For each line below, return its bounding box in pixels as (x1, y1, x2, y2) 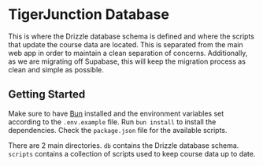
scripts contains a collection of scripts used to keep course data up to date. (8, 149, 256, 158)
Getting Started (8, 88, 86, 101)
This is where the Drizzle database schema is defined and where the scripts (8, 31, 254, 41)
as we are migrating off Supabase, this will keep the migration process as (8, 57, 246, 66)
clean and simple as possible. (8, 65, 104, 74)
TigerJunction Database (8, 6, 169, 24)
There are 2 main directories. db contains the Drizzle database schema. (8, 140, 239, 150)
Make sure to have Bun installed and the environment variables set (8, 109, 224, 118)
